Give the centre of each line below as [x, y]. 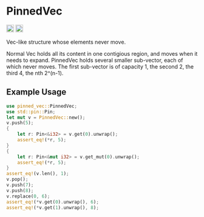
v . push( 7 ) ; [20, 185]
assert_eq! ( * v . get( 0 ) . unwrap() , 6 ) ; [53, 202]
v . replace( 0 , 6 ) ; [28, 196]
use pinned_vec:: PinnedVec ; [42, 106]
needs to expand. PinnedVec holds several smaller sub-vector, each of [95, 60]
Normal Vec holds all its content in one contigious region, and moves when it [102, 53]
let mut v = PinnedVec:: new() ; [46, 117]
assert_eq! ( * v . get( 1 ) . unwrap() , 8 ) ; [53, 207]
